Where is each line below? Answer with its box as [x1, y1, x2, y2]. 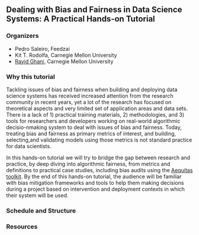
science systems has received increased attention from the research [6, 92, 174, 99]
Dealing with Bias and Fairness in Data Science [6, 5, 182, 15]
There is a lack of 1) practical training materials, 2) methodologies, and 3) [6, 111, 185, 118]
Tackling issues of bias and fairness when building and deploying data [6, 86, 178, 93]
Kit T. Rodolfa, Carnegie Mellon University [14, 51, 117, 59]
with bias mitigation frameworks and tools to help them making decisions [6, 179, 184, 186]
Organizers [6, 32, 39, 40]
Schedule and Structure [6, 207, 76, 215]
